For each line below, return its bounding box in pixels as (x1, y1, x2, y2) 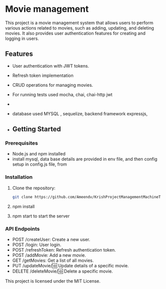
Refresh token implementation (12, 72, 74, 78)
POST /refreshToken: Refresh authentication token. (12, 247, 116, 253)
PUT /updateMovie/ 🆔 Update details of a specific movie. (12, 262, 129, 268)
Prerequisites (5, 140, 38, 146)
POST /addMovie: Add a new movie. (12, 252, 86, 258)
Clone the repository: (12, 185, 56, 191)
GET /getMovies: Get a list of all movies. (12, 257, 94, 263)
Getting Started (12, 125, 61, 134)
